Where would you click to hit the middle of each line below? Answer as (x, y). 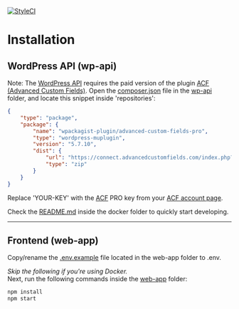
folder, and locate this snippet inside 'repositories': (81, 98)
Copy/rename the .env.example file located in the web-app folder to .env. (115, 258)
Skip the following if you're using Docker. (68, 271)
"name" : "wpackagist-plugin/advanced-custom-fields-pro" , (121, 131)
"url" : (55, 158)
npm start (22, 299)
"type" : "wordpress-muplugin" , (79, 138)
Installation (41, 40)
